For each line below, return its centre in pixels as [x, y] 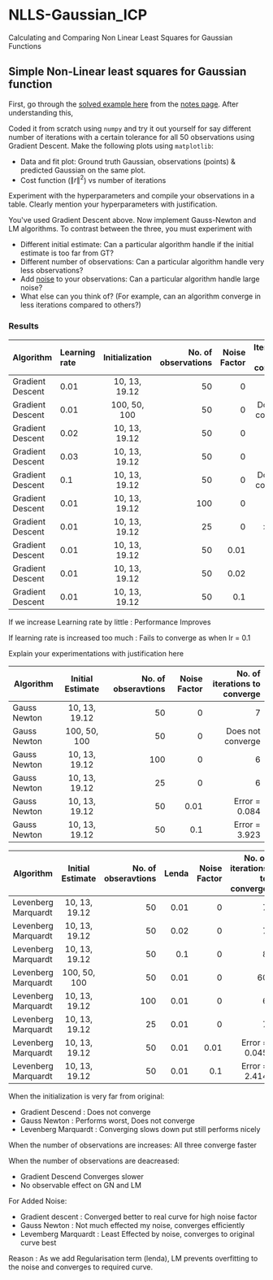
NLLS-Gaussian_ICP [78, 15]
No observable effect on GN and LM [81, 1185]
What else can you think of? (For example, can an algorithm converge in [141, 296]
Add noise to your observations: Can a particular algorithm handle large [140, 279]
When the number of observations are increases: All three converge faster [133, 1145]
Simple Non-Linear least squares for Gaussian [128, 72]
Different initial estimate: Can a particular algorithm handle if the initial [137, 245]
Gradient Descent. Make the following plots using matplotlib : [111, 146]
